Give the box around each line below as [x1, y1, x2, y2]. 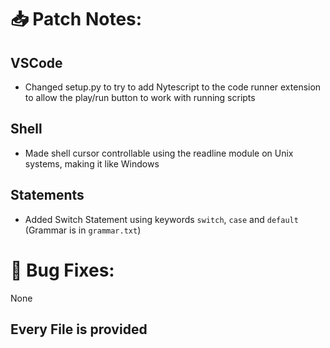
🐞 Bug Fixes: [10, 259, 115, 281]
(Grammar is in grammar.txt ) [24, 224, 142, 236]
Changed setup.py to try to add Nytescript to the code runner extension [24, 81, 322, 93]
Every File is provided [10, 321, 148, 338]
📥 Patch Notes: [10, 8, 143, 31]
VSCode [10, 54, 63, 71]
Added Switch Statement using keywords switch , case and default [24, 213, 299, 225]
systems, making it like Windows [24, 157, 160, 170]
